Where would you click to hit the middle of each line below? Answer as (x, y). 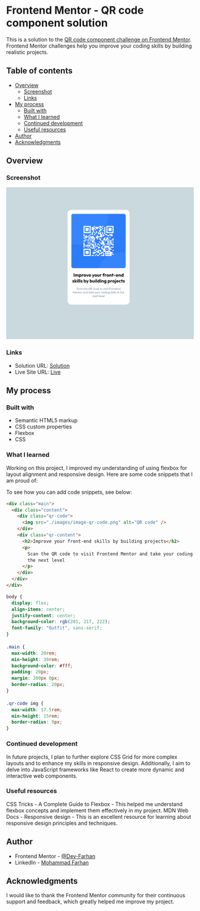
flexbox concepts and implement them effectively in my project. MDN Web (97, 810)
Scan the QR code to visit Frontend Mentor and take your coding (110, 554)
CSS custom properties (43, 427)
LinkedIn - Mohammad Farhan (52, 862)
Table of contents (39, 71)
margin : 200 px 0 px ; (36, 678)
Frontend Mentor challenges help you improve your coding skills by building (99, 46)
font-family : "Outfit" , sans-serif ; (57, 628)
